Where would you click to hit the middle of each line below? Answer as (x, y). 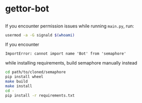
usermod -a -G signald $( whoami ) (40, 35)
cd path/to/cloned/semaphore (35, 72)
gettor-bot (27, 9)
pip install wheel (24, 77)
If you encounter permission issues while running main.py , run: (69, 26)
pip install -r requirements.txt (40, 95)
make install (19, 86)
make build (16, 81)
